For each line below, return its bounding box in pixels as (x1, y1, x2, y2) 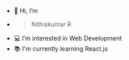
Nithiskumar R (31, 20, 71, 28)
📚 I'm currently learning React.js (13, 45, 108, 52)
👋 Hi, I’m (13, 7, 38, 15)
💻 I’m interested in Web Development (13, 34, 123, 42)
